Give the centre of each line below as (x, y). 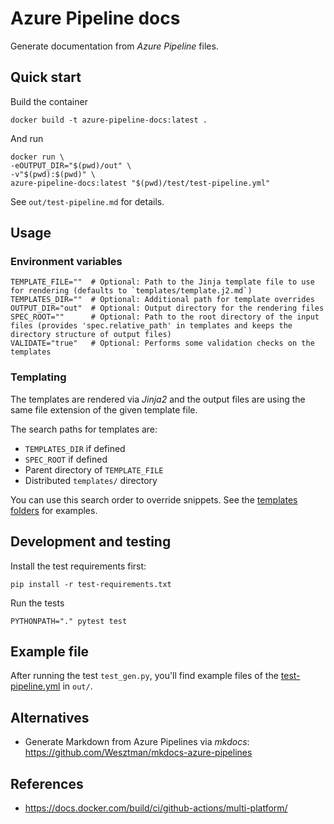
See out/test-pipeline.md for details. (87, 201)
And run (27, 138)
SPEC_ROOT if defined (66, 459)
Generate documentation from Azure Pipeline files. (114, 46)
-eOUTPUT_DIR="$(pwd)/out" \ (71, 165)
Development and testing (91, 542)
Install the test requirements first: (78, 566)
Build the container (49, 101)
